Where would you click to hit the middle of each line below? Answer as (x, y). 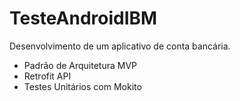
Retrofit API (47, 76)
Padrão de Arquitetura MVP (80, 65)
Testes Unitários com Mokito (82, 86)
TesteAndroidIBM (83, 18)
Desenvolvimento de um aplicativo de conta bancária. (120, 46)
